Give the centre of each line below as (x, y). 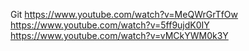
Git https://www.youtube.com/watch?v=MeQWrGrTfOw (124, 14)
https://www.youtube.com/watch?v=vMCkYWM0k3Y (119, 35)
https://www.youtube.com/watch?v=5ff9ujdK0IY (110, 25)
